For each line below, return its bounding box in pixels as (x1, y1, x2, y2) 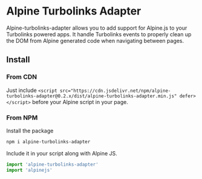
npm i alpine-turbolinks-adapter (6, 138, 91, 145)
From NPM (6, 113, 38, 122)
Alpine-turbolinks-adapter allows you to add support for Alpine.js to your (6, 24, 187, 31)
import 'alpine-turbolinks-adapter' (6, 161, 99, 168)
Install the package (6, 127, 54, 134)
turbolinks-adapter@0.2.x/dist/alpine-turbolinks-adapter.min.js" (6, 93, 177, 99)
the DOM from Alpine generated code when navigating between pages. (6, 37, 184, 44)
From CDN (6, 73, 37, 81)
